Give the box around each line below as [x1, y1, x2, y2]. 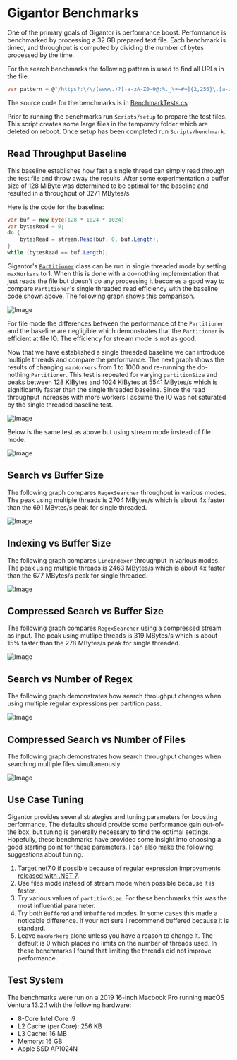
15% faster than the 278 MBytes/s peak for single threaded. [7, 639, 181, 648]
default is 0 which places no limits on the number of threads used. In [17, 939, 217, 947]
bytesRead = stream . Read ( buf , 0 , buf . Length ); [20, 236, 159, 243]
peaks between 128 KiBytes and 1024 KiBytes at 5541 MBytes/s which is [7, 378, 218, 386]
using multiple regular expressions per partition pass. [7, 699, 162, 708]
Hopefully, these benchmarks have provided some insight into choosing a [7, 835, 221, 843]
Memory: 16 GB [17, 1037, 63, 1045]
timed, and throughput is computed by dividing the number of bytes [7, 43, 205, 52]
